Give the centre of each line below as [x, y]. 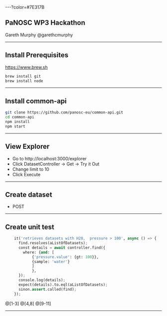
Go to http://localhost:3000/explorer [49, 158]
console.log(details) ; [42, 280]
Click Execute [26, 174]
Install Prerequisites [37, 55]
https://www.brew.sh [27, 67]
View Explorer [27, 147]
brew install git [23, 76]
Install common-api [36, 101]
